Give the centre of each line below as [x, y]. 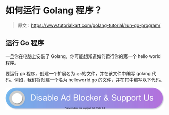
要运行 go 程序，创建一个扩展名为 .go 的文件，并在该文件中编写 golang [78, 73]
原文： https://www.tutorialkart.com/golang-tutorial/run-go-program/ [89, 25]
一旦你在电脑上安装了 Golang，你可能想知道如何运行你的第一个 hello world [83, 56]
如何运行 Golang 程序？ [54, 10]
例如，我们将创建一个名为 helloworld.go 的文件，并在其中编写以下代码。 [89, 80]
